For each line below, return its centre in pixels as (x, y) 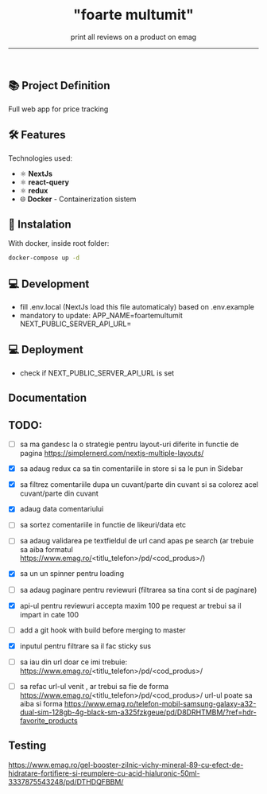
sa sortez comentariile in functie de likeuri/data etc (103, 525)
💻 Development (49, 284)
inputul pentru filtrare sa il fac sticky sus (85, 646)
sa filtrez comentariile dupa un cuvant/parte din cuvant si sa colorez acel (139, 485)
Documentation (48, 398)
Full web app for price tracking (58, 109)
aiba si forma (41, 703)
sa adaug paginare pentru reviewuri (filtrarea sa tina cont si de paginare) (138, 590)
